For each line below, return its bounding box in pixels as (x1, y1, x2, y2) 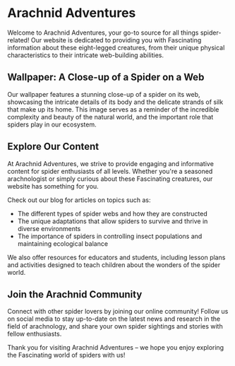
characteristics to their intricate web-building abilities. (7, 51, 164, 59)
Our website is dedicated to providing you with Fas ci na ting (30, 35, 202, 44)
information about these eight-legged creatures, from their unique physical (7, 43, 225, 52)
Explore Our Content (7, 141, 100, 153)
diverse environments (17, 224, 81, 232)
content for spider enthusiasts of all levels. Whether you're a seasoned (7, 167, 213, 175)
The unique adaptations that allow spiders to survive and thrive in (17, 217, 208, 225)
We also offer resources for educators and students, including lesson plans (7, 253, 226, 261)
